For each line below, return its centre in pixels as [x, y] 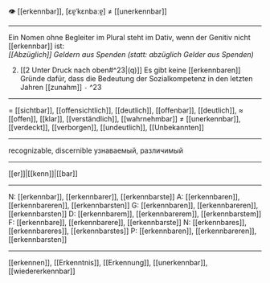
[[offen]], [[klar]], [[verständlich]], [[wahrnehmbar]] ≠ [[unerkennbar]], [125, 119]
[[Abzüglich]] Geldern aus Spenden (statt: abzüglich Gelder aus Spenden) [131, 54]
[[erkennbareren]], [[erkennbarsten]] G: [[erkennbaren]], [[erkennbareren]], [133, 205]
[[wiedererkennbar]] [42, 271]
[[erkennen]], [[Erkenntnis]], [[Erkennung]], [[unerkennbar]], [108, 262]
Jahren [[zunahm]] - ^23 [61, 87]
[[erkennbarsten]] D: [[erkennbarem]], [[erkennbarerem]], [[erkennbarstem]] [135, 214]
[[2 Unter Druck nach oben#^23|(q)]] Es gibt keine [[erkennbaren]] [130, 70]
